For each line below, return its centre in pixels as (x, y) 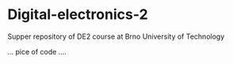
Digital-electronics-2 (78, 15)
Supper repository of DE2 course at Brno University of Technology (116, 36)
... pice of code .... (37, 51)
